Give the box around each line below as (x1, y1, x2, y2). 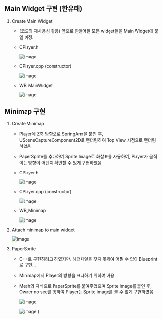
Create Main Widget (11, 18, 53, 24)
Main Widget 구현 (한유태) (4, 4, 82, 13)
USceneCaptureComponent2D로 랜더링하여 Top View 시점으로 (19, 137, 143, 143)
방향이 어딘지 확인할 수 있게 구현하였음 (28, 159, 102, 166)
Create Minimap (11, 120, 45, 126)
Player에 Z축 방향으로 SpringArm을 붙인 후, (19, 131, 104, 137)
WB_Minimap (19, 207, 46, 213)
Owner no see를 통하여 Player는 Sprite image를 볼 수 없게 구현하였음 (19, 289, 154, 295)
